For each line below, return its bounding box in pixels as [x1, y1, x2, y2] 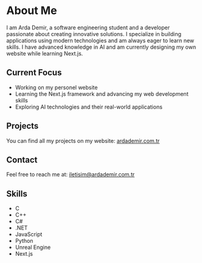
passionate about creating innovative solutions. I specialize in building [6, 30, 181, 37]
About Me [6, 4, 57, 18]
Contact [6, 154, 38, 165]
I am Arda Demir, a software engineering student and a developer [6, 24, 170, 31]
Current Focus [6, 68, 62, 78]
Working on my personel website [15, 84, 98, 91]
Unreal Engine [15, 243, 51, 251]
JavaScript [15, 231, 43, 238]
